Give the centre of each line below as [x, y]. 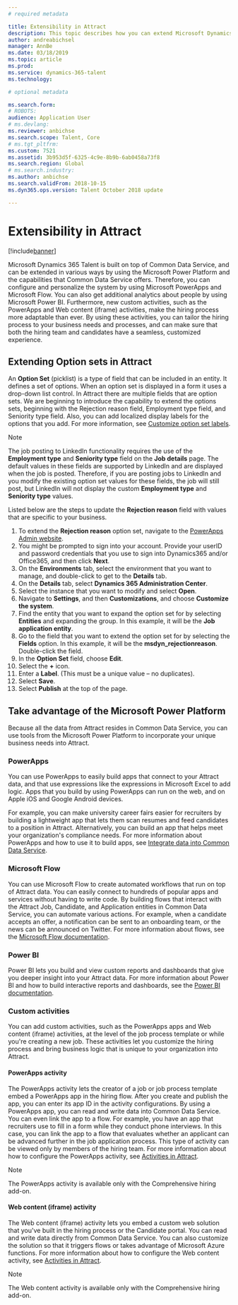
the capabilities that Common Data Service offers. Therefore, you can [109, 279]
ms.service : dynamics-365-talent [57, 72]
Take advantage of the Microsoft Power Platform [117, 711]
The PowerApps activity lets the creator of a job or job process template [113, 1088]
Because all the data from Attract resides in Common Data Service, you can [118, 728]
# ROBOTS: [23, 111]
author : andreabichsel [41, 40]
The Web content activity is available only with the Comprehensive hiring [114, 1287]
